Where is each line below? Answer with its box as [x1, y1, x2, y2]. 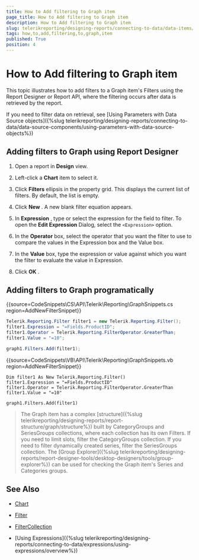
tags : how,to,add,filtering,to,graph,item [6, 31, 113, 37]
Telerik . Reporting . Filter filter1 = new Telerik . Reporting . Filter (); [6, 318, 182, 324]
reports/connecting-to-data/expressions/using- [14, 540, 131, 548]
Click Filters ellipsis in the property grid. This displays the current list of [14, 185, 190, 192]
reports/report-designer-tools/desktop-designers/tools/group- [20, 454, 174, 462]
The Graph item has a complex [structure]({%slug [20, 410, 143, 417]
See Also [6, 484, 40, 494]
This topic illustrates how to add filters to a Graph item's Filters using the [6, 86, 184, 94]
